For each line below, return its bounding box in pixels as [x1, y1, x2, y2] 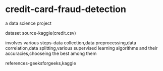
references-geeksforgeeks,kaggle [5, 60, 77, 66]
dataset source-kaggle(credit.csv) [5, 30, 77, 36]
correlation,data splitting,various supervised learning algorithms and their [5, 45, 158, 51]
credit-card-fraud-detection [5, 4, 126, 15]
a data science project [5, 20, 52, 26]
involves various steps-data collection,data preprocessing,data [5, 39, 136, 46]
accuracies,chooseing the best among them [5, 50, 97, 56]
